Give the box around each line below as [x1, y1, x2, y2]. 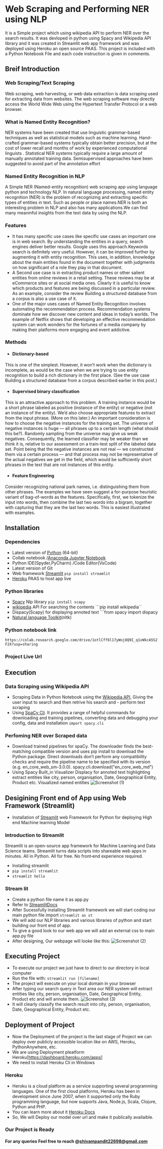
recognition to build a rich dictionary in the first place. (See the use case [5, 372, 150, 378]
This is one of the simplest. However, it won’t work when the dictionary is [5, 362, 152, 367]
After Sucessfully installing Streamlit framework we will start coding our [12, 907, 156, 913]
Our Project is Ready [5, 1126, 54, 1133]
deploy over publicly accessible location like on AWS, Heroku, [12, 1039, 136, 1045]
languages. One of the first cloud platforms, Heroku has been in [12, 1088, 140, 1094]
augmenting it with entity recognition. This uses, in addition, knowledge [12, 254, 156, 260]
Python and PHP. [12, 1104, 46, 1109]
